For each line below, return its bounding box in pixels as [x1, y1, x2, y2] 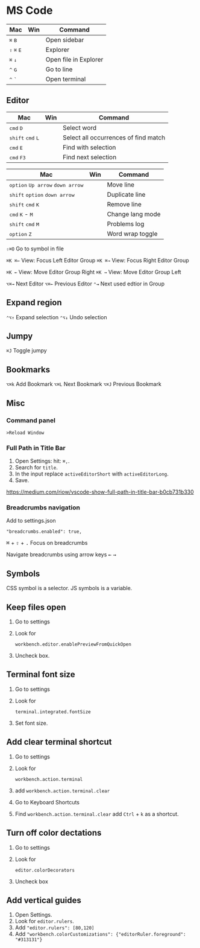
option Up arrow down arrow [9, 182, 84, 188]
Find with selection [62, 143, 116, 151]
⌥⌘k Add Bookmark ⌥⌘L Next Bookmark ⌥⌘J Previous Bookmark [6, 381, 161, 388]
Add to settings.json [6, 517, 56, 524]
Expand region [6, 297, 62, 308]
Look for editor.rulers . [14, 918, 74, 925]
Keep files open [6, 602, 66, 612]
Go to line [45, 65, 73, 73]
